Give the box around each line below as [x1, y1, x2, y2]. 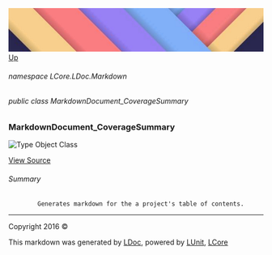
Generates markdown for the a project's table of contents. [37, 200, 244, 208]
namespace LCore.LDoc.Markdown [8, 71, 128, 81]
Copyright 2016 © [8, 222, 69, 232]
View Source [8, 155, 51, 165]
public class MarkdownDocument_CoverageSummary [8, 96, 189, 106]
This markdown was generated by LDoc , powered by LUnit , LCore [8, 237, 228, 247]
